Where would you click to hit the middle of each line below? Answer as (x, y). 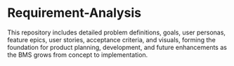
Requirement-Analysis (74, 13)
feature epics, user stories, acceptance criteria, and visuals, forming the (111, 39)
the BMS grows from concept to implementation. (78, 55)
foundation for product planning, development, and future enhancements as (117, 47)
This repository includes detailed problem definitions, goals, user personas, (117, 32)
